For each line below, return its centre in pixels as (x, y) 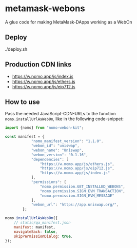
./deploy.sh (16, 49)
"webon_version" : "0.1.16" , (60, 155)
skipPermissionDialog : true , (43, 236)
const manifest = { (25, 137)
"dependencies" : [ (50, 159)
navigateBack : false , (36, 232)
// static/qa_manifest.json (42, 223)
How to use (22, 102)
